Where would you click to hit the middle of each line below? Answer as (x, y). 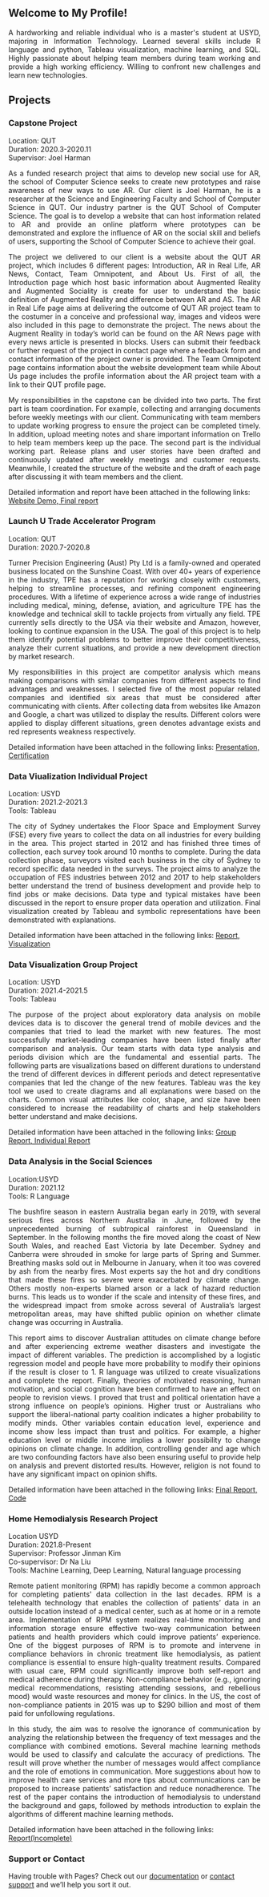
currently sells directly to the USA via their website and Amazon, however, (134, 622)
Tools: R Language (39, 1196)
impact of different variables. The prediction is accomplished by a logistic (134, 1355)
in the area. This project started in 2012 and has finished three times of (134, 844)
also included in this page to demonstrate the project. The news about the (134, 324)
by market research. (41, 656)
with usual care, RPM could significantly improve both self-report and (134, 1670)
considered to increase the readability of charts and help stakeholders (134, 1108)
